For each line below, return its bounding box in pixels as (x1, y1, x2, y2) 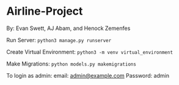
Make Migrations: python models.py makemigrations (6, 60, 136, 67)
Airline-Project (6, 4, 83, 18)
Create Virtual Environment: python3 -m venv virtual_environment (6, 48, 173, 56)
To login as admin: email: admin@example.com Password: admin (6, 72, 170, 79)
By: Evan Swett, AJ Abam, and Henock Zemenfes (6, 24, 131, 32)
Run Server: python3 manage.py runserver (6, 36, 112, 43)
